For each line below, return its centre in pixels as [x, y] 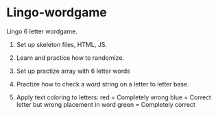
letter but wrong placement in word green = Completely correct [106, 104]
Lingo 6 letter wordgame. [42, 31]
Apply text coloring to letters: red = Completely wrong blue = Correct [114, 97]
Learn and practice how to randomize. [70, 57]
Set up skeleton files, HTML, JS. [62, 44]
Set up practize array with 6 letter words [73, 71]
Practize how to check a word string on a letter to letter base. [102, 84]
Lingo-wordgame [57, 13]
